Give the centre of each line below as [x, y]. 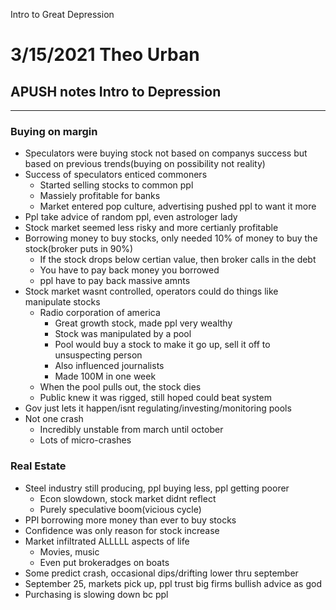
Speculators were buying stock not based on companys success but [166, 153]
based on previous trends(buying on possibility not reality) [145, 164]
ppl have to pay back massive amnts [115, 281]
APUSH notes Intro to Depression [116, 91]
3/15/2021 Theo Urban [105, 55]
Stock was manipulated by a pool [123, 334]
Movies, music [69, 551]
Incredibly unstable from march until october [131, 430]
